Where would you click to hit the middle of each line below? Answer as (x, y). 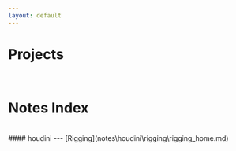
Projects (36, 54)
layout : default (35, 15)
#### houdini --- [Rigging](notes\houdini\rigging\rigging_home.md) (118, 138)
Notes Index (49, 108)
